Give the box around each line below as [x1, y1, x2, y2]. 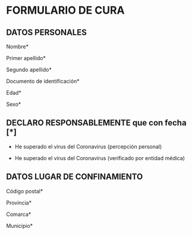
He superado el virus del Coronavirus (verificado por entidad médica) [14, 154, 185, 161]
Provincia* [6, 199, 32, 206]
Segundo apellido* [6, 66, 52, 73]
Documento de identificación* [6, 78, 80, 84]
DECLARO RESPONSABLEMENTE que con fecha [6, 118, 187, 128]
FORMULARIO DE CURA [6, 4, 125, 17]
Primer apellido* [6, 55, 46, 61]
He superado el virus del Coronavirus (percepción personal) [14, 143, 162, 150]
